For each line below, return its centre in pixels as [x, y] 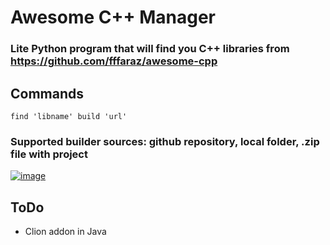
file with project [49, 154]
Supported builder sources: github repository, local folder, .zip [165, 141]
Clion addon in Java [65, 232]
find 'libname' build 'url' [69, 116]
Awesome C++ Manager [113, 17]
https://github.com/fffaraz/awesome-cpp [114, 61]
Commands [47, 93]
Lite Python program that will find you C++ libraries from [150, 49]
